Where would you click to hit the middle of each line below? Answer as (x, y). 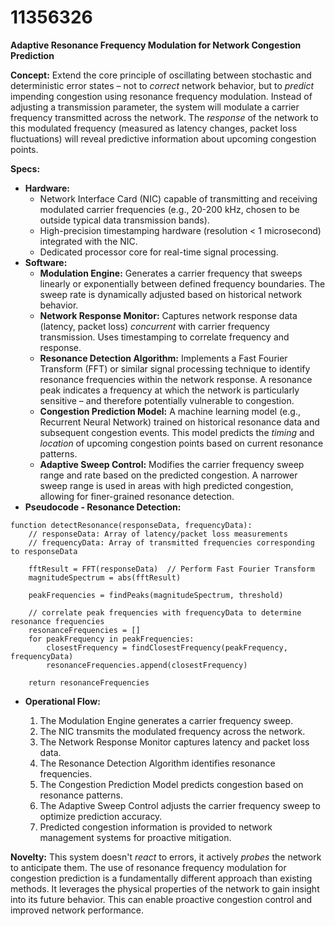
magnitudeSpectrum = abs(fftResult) (105, 577)
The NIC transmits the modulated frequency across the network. (172, 731)
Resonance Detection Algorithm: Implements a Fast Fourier (163, 358)
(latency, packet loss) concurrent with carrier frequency (154, 326)
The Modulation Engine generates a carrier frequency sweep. (166, 720)
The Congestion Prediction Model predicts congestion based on (171, 784)
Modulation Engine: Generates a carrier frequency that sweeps (171, 273)
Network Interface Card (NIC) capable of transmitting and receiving (178, 198)
